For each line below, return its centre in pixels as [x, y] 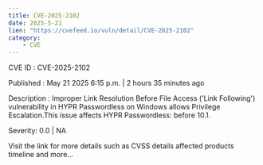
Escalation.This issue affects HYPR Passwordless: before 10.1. [110, 115]
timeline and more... [41, 155]
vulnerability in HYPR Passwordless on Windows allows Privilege [114, 107]
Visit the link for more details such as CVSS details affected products [121, 146]
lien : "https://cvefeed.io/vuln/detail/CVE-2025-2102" [101, 30]
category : [25, 38]
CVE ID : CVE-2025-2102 [49, 67]
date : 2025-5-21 [35, 23]
